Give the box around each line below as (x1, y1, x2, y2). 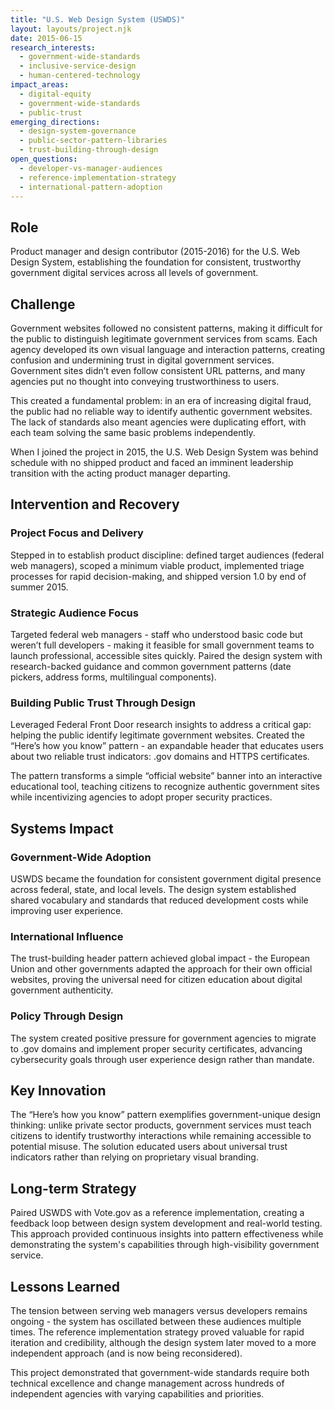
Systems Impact (10, 820, 114, 837)
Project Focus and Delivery (10, 526, 144, 540)
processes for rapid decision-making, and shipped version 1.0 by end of (10, 570, 307, 582)
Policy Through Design (10, 1009, 124, 1023)
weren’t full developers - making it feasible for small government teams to (10, 639, 315, 651)
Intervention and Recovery (10, 496, 180, 513)
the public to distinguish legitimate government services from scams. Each (10, 333, 318, 345)
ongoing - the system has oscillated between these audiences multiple (10, 1316, 302, 1327)
